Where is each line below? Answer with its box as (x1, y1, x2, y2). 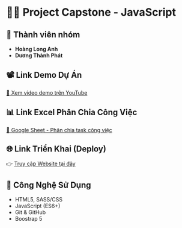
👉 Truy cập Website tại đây (6, 160, 76, 168)
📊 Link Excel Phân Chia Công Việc (6, 107, 138, 118)
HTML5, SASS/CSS (14, 196, 63, 203)
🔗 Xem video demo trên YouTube (6, 89, 88, 96)
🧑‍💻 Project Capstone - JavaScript (6, 5, 176, 19)
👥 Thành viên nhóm (6, 30, 80, 40)
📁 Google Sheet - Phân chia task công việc (6, 126, 112, 133)
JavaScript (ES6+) (14, 202, 61, 210)
